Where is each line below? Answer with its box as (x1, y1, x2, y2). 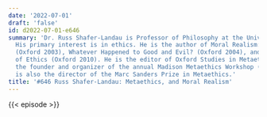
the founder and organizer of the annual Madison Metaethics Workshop (15, 63, 254, 71)
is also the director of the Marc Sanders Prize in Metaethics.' (15, 70, 237, 78)
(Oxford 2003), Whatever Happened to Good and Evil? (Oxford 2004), (15, 48, 247, 56)
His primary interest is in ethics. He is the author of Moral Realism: (15, 41, 261, 49)
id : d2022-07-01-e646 (8, 26, 80, 34)
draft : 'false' (8, 19, 59, 27)
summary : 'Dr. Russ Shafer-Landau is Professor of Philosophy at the (8, 33, 244, 42)
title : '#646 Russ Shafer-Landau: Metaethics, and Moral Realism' (8, 77, 233, 85)
